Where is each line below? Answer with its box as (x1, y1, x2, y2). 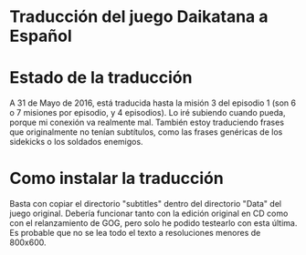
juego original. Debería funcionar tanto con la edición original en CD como (9, 208, 289, 219)
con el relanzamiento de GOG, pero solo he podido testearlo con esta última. (9, 218, 298, 229)
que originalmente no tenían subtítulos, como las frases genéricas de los (9, 127, 283, 138)
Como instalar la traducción (9, 168, 224, 189)
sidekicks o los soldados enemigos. (9, 137, 143, 148)
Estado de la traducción (9, 67, 193, 88)
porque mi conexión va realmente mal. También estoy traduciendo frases (9, 117, 285, 128)
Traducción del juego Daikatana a (9, 6, 269, 27)
